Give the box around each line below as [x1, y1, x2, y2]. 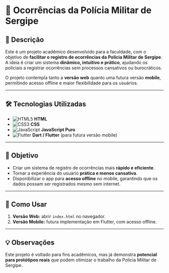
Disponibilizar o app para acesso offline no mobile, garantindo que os [12, 175, 158, 181]
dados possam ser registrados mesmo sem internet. [12, 181, 121, 187]
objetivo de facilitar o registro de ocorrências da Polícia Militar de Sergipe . [5, 54, 162, 60]
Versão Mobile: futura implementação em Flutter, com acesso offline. [12, 219, 157, 225]
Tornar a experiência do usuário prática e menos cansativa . [12, 170, 138, 176]
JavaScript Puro [41, 126, 75, 133]
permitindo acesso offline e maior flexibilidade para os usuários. [5, 80, 138, 86]
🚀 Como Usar [5, 200, 47, 209]
